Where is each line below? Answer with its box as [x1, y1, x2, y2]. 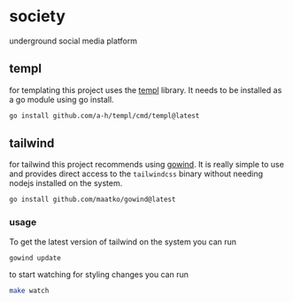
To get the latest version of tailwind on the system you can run [9, 236, 237, 247]
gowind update [9, 253, 62, 262]
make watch [9, 286, 50, 296]
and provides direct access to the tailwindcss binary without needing [9, 168, 264, 179]
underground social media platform [9, 35, 137, 46]
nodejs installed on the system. [9, 178, 123, 189]
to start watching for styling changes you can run [9, 269, 189, 280]
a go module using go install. [9, 94, 114, 105]
